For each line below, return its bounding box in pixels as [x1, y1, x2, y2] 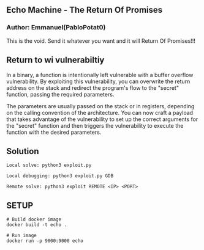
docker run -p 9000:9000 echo [6, 238, 84, 244]
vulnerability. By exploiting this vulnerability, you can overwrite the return [6, 78, 191, 85]
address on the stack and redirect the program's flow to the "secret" [6, 84, 179, 91]
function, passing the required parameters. [6, 90, 115, 98]
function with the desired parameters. [6, 128, 102, 136]
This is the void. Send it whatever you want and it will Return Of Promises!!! [6, 37, 196, 45]
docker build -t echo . [6, 222, 67, 228]
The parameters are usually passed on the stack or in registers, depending [6, 102, 195, 109]
